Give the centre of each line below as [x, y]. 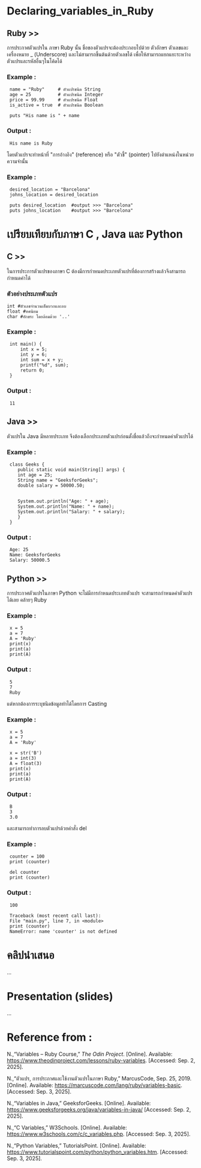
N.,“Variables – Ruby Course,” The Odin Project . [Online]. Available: [90, 1054]
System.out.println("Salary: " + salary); [71, 511]
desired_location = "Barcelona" [50, 189]
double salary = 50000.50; [51, 485]
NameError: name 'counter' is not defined [63, 932]
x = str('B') [26, 753]
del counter [24, 872]
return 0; [32, 370]
